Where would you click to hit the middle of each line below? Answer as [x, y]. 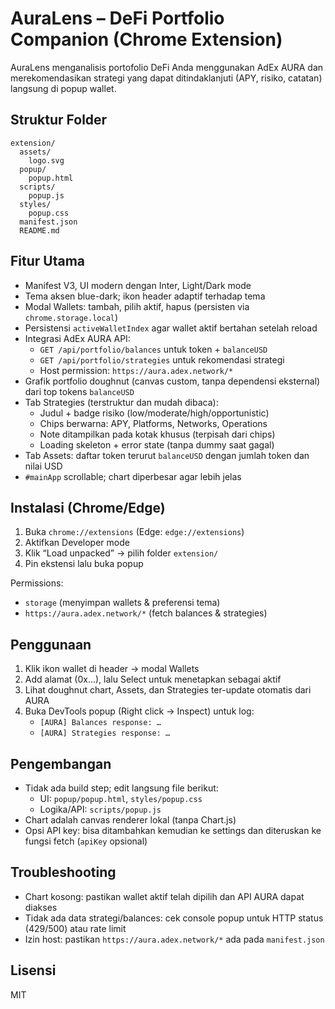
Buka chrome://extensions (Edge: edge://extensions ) [134, 532]
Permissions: [37, 583]
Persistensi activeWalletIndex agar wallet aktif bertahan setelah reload [171, 328]
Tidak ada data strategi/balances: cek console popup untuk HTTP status [174, 918]
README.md [39, 230]
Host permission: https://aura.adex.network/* [136, 370]
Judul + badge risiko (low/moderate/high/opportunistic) [154, 413]
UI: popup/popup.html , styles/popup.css [121, 798]
